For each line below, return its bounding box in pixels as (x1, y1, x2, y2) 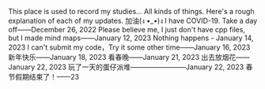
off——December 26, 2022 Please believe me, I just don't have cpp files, (8, 25, 245, 34)
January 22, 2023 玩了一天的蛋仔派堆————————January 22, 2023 (8, 62, 244, 72)
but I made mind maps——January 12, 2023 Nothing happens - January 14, (8, 33, 254, 43)
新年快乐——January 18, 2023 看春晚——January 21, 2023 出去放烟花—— (8, 53, 251, 61)
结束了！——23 (28, 72, 80, 81)
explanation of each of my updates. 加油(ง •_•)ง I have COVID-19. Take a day (8, 16, 258, 25)
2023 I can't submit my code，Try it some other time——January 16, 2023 (8, 43, 251, 52)
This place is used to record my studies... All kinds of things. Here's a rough (8, 7, 255, 16)
